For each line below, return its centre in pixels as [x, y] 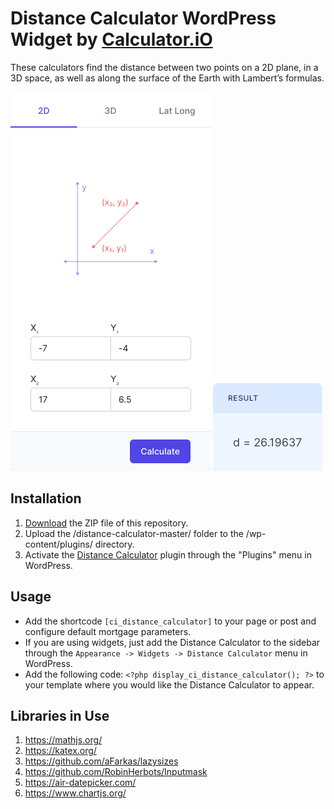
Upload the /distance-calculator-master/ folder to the [134, 533]
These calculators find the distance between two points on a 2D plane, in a [164, 67]
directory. [114, 544]
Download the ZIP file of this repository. [106, 523]
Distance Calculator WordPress [143, 18]
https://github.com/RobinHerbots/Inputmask [116, 772]
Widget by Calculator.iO [111, 39]
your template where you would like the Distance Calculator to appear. [169, 684]
